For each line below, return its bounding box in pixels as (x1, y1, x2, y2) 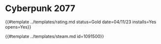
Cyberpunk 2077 (5, 3, 76, 14)
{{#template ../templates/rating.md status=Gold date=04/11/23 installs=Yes (5, 19, 157, 25)
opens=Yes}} (5, 24, 31, 29)
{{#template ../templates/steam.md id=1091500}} (5, 33, 104, 39)
